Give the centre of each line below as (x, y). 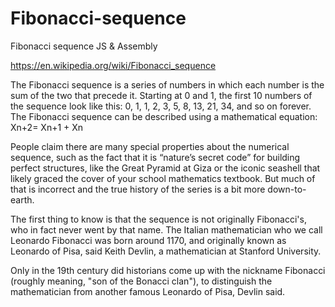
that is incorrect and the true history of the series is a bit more (138, 189)
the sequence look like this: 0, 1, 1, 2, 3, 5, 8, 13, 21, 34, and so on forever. (161, 106)
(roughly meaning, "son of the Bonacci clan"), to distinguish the (141, 281)
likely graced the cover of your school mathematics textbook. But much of (163, 178)
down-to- (287, 189)
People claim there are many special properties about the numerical (150, 146)
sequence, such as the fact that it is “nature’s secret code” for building (155, 157)
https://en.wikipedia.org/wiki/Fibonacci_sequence (113, 65)
